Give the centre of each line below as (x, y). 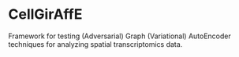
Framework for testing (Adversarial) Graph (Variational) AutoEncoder (119, 36)
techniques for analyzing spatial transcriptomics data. (95, 44)
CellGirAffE (45, 14)
